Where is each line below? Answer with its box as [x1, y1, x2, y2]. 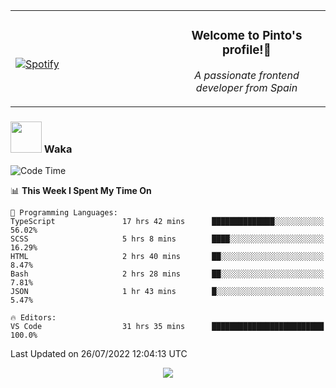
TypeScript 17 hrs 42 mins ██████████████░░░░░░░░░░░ [10, 217, 325, 227]
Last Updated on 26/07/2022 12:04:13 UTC [10, 348, 188, 360]
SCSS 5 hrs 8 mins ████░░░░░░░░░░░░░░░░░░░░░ [10, 234, 325, 244]
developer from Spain [195, 80, 298, 94]
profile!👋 [222, 42, 272, 58]
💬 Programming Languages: [10, 208, 118, 218]
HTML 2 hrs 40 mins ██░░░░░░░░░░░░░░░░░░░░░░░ [10, 252, 325, 262]
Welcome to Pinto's [191, 28, 303, 44]
